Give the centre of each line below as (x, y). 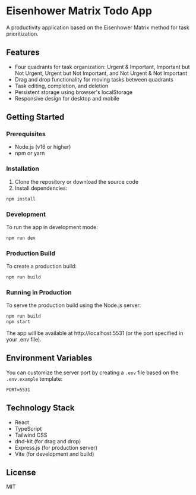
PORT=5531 (18, 390)
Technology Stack (40, 408)
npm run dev (21, 238)
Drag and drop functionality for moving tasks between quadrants (94, 79)
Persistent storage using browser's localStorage (73, 92)
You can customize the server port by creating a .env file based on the (92, 372)
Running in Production (39, 292)
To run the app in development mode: (52, 227)
